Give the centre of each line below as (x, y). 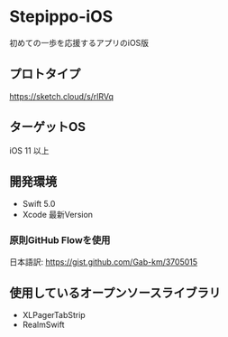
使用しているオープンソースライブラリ (115, 293)
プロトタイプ (45, 74)
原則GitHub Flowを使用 (60, 240)
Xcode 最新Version (57, 215)
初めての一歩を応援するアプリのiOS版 (79, 42)
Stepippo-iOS (61, 17)
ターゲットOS (47, 127)
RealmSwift (43, 325)
